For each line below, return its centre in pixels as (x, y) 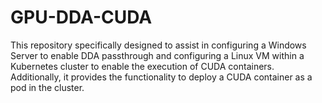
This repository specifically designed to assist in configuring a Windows (158, 45)
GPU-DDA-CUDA (81, 17)
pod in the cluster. (47, 87)
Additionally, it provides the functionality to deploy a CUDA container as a (161, 77)
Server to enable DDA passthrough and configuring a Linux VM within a (157, 55)
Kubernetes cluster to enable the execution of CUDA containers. (142, 66)
